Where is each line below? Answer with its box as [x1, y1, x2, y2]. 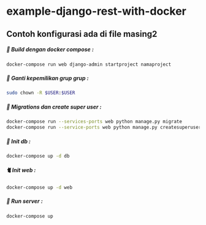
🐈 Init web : [6, 167, 36, 174]
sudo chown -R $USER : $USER [6, 90, 75, 96]
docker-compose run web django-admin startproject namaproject [6, 61, 172, 67]
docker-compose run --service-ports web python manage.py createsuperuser [6, 124, 202, 131]
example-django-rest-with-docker [6, 4, 187, 18]
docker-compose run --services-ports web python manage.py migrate [6, 118, 183, 125]
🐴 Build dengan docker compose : [6, 46, 94, 53]
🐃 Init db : [6, 137, 31, 145]
